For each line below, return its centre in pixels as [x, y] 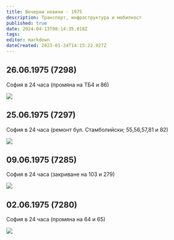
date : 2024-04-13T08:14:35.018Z [47, 29]
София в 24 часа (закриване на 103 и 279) [60, 174]
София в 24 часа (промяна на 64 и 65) [56, 219]
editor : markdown [28, 40]
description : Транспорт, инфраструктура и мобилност [74, 18]
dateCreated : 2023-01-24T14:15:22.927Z [56, 46]
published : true [27, 23]
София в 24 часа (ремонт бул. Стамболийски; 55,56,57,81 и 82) [87, 129]
